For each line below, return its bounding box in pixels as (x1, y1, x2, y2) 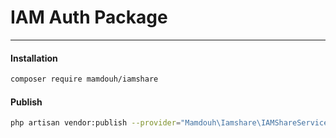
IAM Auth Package (10, 6, 168, 29)
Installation (10, 52, 58, 64)
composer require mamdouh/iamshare (10, 74, 159, 85)
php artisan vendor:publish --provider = (10, 118, 182, 128)
